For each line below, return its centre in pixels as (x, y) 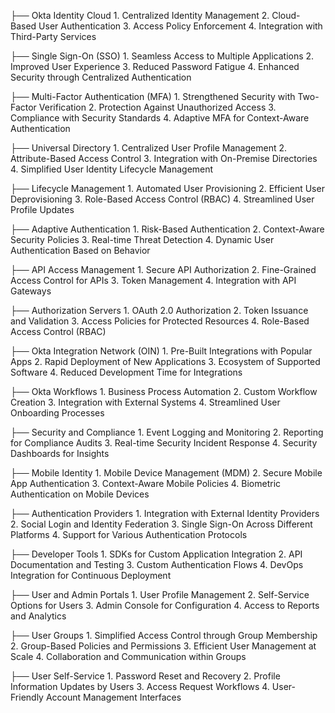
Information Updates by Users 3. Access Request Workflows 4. (140, 686)
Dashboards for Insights (60, 453)
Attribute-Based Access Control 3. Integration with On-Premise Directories (164, 158)
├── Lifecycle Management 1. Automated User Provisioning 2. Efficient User (167, 188)
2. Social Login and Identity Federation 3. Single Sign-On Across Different (161, 524)
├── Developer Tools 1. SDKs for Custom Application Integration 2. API (156, 554)
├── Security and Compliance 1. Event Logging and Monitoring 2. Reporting (167, 432)
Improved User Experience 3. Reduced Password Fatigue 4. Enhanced (155, 66)
